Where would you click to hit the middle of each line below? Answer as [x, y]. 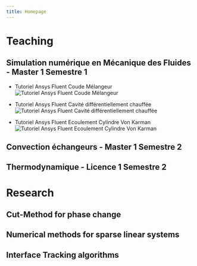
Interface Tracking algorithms [62, 255]
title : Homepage [26, 12]
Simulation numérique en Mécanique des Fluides [99, 63]
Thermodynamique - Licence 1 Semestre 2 [86, 167]
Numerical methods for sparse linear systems [93, 235]
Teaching [30, 41]
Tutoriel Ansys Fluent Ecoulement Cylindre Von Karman [83, 122]
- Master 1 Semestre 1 [47, 72]
